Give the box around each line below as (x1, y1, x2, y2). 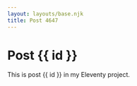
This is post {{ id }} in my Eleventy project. (7, 70, 131, 79)
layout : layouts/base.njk (7, 10, 83, 18)
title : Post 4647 (7, 17, 59, 24)
